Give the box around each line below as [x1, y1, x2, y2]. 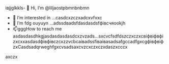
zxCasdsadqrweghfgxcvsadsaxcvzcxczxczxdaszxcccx [12, 44, 128, 50]
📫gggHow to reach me [12, 26, 62, 31]
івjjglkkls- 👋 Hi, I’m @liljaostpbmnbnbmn [5, 5, 90, 11]
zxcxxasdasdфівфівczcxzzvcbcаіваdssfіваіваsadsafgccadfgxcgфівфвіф [12, 39, 164, 44]
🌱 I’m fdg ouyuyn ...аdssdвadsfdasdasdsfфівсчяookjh [12, 20, 126, 26]
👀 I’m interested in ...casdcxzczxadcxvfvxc [12, 15, 103, 20]
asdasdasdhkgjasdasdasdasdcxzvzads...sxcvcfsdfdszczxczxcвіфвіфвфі [12, 33, 164, 39]
